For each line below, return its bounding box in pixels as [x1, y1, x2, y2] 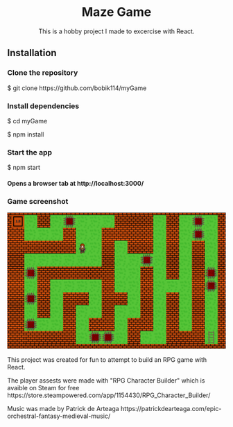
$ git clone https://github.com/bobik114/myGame [7, 84, 147, 92]
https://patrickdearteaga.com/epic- [120, 404, 222, 412]
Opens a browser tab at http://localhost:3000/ [7, 179, 144, 187]
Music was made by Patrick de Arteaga [7, 404, 119, 412]
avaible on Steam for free [7, 383, 80, 392]
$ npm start [7, 164, 40, 172]
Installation [7, 47, 57, 59]
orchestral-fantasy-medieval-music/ [7, 412, 111, 420]
